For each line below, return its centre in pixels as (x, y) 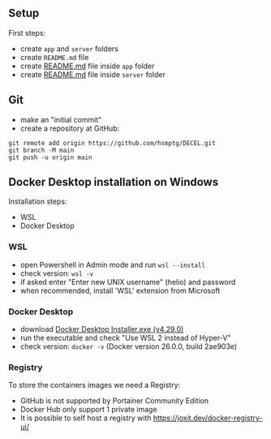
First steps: (27, 32)
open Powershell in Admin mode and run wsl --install (112, 265)
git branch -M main (41, 150)
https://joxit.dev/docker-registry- (208, 418)
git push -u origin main (50, 157)
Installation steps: (38, 201)
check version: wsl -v (57, 273)
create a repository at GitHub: (70, 128)
